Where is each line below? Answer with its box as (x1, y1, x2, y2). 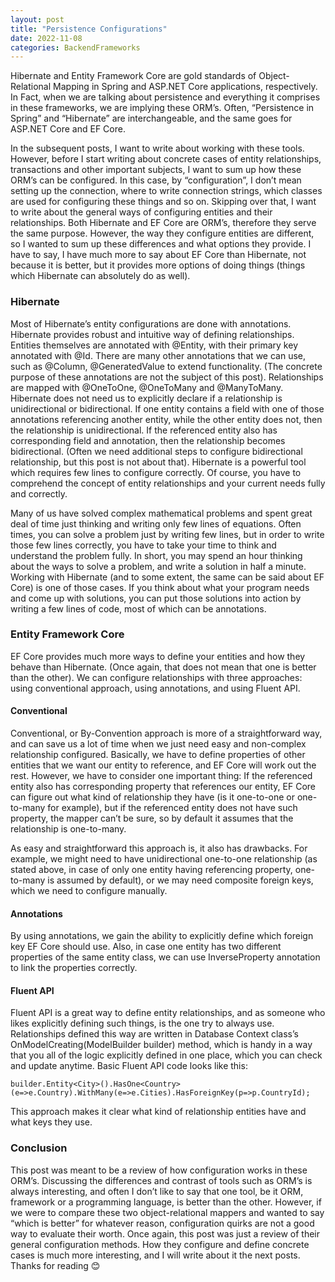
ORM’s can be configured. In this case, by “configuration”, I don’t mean (10, 174, 302, 186)
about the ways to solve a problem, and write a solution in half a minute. (10, 560, 307, 572)
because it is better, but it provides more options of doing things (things (10, 259, 306, 271)
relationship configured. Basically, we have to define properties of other (10, 749, 306, 761)
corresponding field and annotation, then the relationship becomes (10, 434, 286, 446)
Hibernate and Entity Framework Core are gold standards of (10, 70, 257, 82)
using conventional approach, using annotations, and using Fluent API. (10, 682, 301, 694)
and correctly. (10, 487, 68, 500)
